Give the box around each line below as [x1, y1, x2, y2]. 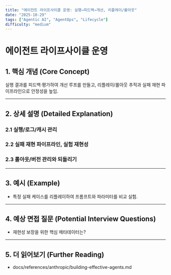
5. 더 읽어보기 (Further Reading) [5, 250, 104, 259]
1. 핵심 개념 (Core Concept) [5, 67, 90, 76]
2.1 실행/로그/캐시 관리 [5, 126, 58, 133]
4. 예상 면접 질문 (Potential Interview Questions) [5, 214, 156, 223]
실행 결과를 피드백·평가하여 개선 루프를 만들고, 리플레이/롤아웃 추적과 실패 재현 [5, 82, 160, 88]
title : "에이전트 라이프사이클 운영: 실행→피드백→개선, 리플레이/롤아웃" [5, 7, 137, 13]
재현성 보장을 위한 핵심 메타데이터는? [12, 229, 86, 235]
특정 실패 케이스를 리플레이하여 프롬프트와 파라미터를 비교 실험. [12, 193, 138, 199]
